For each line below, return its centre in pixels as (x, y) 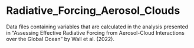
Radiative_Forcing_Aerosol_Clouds (93, 11)
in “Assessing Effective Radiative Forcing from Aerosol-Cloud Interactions (95, 32)
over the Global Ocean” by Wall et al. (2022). (60, 39)
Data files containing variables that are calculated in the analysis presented (97, 27)
